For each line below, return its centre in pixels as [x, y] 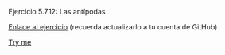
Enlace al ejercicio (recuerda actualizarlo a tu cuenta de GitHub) [113, 27]
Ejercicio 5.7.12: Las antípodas [57, 12]
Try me [20, 42]
